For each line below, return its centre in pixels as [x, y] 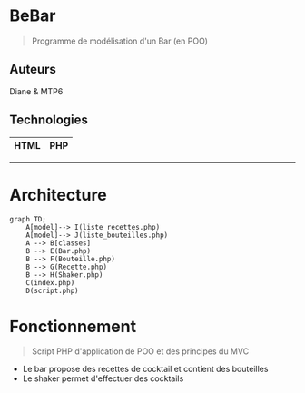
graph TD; [28, 219]
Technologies [49, 120]
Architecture [58, 195]
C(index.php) [50, 282]
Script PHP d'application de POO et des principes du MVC [140, 351]
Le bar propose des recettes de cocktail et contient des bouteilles [145, 369]
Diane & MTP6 [36, 91]
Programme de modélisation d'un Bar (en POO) [120, 41]
